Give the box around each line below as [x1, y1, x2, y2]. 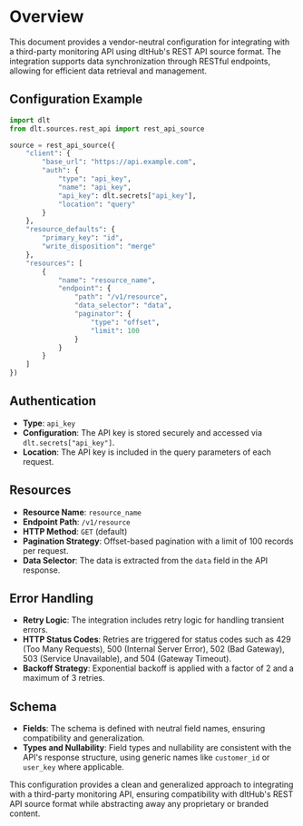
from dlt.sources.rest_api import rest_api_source [9, 124, 205, 133]
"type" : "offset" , [90, 318, 161, 327]
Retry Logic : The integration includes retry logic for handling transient [22, 615, 285, 625]
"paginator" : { [73, 310, 132, 319]
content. [9, 808, 41, 819]
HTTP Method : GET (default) [22, 526, 128, 536]
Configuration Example [9, 92, 143, 107]
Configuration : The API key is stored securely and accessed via [22, 427, 263, 438]
